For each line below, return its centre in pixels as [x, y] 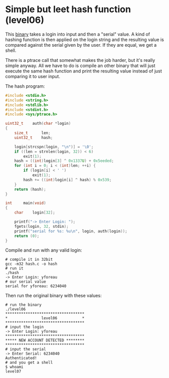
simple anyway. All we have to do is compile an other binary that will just [80, 65]
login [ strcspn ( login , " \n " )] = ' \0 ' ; [54, 147]
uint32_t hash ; [34, 138]
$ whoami [14, 367]
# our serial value [26, 282]
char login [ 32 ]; [35, 213]
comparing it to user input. [33, 76]
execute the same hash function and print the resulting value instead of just [84, 71]
